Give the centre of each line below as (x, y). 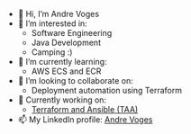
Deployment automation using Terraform (107, 90)
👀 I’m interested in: (52, 23)
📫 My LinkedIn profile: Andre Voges (85, 120)
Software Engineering (72, 33)
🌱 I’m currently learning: (62, 62)
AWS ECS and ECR (66, 71)
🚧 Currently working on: (62, 100)
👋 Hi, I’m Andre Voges (59, 14)
